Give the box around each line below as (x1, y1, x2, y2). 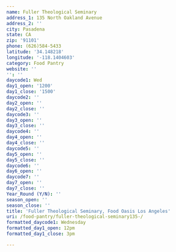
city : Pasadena (6, 26, 45, 32)
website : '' (6, 65, 37, 72)
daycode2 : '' (6, 94, 40, 100)
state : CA (6, 32, 32, 38)
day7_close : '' (6, 185, 45, 191)
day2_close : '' (6, 105, 45, 112)
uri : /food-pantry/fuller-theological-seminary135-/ (6, 213, 144, 220)
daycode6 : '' (6, 163, 40, 169)
